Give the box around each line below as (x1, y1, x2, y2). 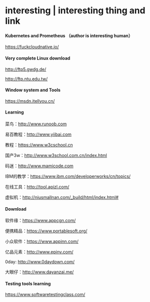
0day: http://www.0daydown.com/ (5, 259, 75, 265)
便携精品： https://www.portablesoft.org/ (5, 228, 88, 234)
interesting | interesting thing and (5, 5, 146, 16)
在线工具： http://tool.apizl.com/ (5, 184, 70, 189)
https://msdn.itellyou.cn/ (5, 98, 55, 104)
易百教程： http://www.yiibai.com (5, 131, 72, 137)
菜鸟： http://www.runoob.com (5, 121, 67, 127)
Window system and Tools (5, 87, 61, 93)
